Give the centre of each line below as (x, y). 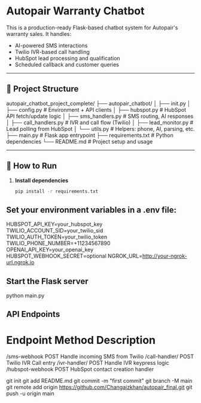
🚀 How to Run (32, 166)
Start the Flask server (47, 281)
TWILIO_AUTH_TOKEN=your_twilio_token (57, 237)
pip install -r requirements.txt (57, 191)
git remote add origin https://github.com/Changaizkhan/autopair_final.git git (99, 387)
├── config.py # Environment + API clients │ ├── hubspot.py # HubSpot (96, 109)
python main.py (25, 296)
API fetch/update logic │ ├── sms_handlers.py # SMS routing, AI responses (100, 116)
